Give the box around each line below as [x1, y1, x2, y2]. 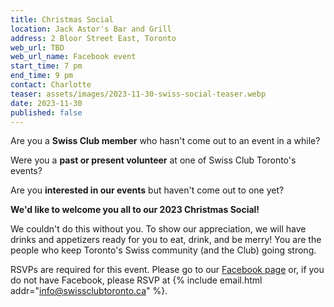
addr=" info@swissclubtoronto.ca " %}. [10, 285, 168, 297]
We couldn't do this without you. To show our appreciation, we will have [10, 223, 307, 235]
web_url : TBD [10, 42, 65, 53]
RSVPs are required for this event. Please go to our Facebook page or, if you [10, 264, 325, 276]
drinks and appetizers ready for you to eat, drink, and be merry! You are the [10, 234, 322, 246]
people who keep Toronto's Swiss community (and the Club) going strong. [10, 244, 317, 256]
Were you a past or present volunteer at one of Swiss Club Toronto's [10, 154, 297, 166]
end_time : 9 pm [10, 71, 74, 81]
